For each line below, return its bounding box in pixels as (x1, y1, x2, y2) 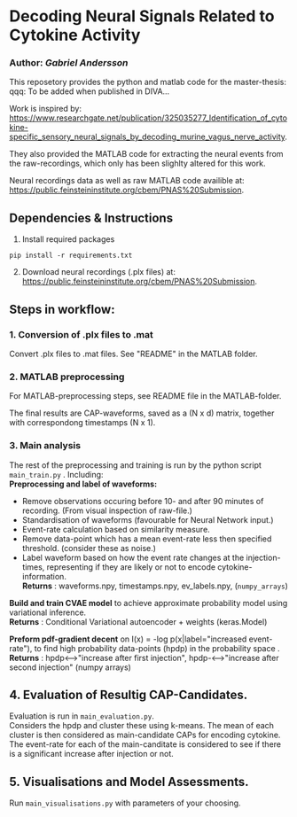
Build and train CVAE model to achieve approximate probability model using (9, 597, 288, 608)
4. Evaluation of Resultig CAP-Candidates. (9, 687, 248, 702)
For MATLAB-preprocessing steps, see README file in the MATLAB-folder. (9, 391, 282, 401)
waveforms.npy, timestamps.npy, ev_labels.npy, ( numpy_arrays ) (59, 580, 288, 591)
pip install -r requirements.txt (9, 251, 133, 261)
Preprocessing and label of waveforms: (9, 479, 158, 489)
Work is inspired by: (9, 104, 82, 114)
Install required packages (21, 234, 115, 245)
